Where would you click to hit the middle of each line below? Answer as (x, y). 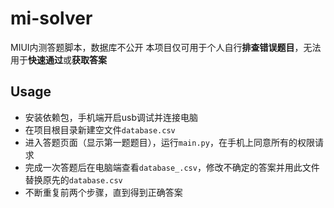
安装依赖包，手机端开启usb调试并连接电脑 (111, 117)
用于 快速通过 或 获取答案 (58, 59)
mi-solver (51, 18)
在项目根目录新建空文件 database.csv (100, 129)
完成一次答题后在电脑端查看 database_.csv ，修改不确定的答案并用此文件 (172, 167)
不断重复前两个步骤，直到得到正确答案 (103, 192)
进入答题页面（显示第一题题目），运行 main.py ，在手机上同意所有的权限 (169, 142)
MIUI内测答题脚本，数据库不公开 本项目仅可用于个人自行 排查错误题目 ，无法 (166, 47)
